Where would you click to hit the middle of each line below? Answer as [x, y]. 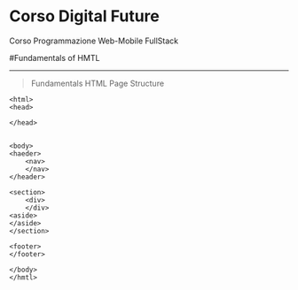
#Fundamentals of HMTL [55, 57]
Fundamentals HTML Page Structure [98, 83]
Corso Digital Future [84, 16]
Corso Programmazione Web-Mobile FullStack [94, 41]
